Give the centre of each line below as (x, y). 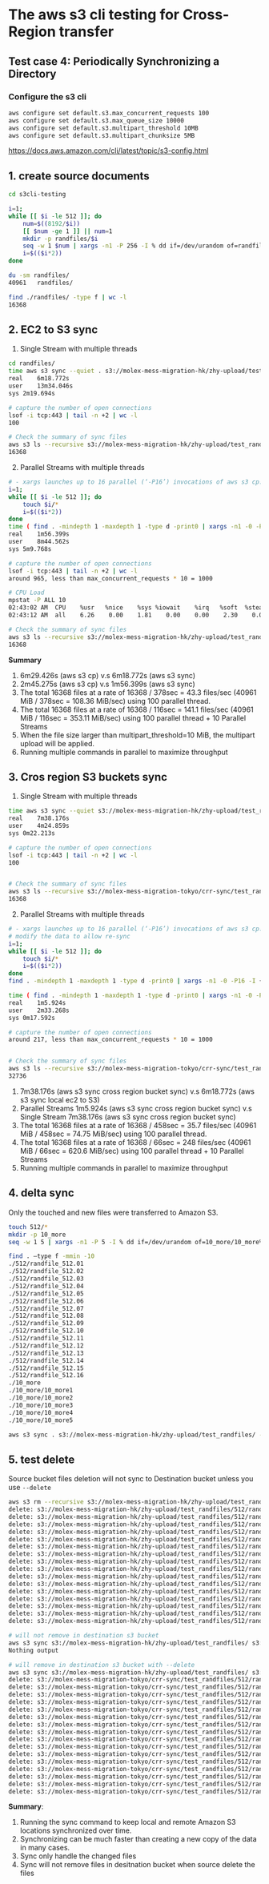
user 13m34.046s (41, 386)
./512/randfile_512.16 (46, 1376)
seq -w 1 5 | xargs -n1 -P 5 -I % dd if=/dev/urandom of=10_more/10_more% (136, 1242)
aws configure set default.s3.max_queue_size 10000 (96, 121)
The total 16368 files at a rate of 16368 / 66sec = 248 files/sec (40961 (135, 1142)
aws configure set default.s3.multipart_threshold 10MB (103, 128)
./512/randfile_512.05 (46, 1293)
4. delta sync (41, 1193)
